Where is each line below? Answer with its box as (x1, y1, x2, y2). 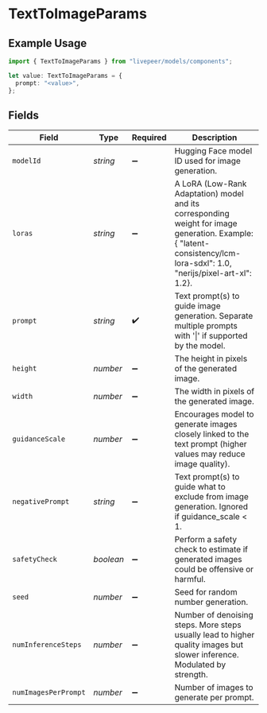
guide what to (174, 482, 226, 493)
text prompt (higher (174, 439, 247, 450)
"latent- (180, 238, 210, 249)
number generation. (174, 597, 249, 608)
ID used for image (174, 156, 241, 167)
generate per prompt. (174, 692, 254, 703)
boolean (93, 554, 125, 565)
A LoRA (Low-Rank (174, 178, 247, 189)
